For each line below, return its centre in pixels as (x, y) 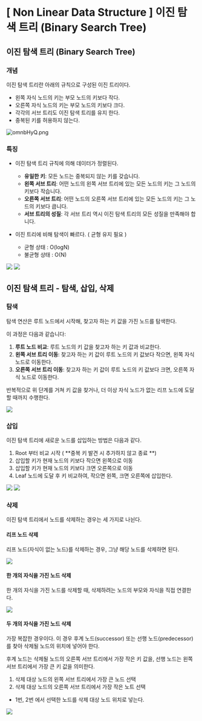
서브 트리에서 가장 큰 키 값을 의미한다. (50, 667)
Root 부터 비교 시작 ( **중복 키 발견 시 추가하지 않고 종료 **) (86, 453)
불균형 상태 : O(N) (45, 255)
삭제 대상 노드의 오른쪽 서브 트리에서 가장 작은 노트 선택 (80, 687)
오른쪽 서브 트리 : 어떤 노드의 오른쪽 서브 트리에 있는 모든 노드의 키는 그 (107, 199)
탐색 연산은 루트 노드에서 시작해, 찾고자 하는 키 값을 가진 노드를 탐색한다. (92, 321)
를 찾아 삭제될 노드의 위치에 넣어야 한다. (53, 646)
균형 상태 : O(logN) (47, 247)
